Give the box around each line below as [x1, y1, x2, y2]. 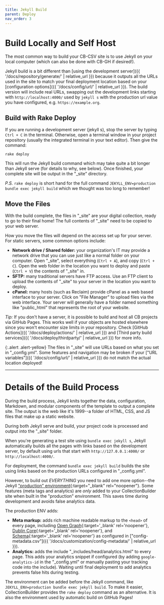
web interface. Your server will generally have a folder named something [12, 299, 159, 305]
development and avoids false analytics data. [5, 498, 96, 504]
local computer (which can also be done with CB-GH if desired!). [5, 59, 135, 65]
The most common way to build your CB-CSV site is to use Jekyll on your [5, 53, 153, 59]
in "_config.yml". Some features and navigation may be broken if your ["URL [5, 349, 158, 355]
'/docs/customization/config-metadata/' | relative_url [49, 538, 156, 544]
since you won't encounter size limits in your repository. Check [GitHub [5, 324, 148, 330]
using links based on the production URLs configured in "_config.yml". [5, 468, 146, 474]
